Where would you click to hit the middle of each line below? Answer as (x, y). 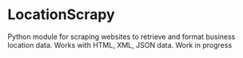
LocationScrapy (61, 15)
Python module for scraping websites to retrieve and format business (121, 37)
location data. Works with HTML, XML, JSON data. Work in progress (120, 44)
